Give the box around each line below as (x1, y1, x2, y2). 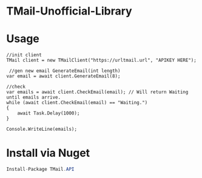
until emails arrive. (6, 94, 61, 101)
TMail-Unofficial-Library (6, 4, 132, 18)
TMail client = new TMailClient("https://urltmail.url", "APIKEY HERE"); (6, 58, 197, 64)
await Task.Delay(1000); (17, 110, 80, 116)
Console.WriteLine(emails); (6, 126, 78, 133)
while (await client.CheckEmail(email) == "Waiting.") (6, 100, 148, 106)
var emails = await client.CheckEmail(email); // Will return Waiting (6, 89, 189, 95)
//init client (6, 52, 42, 58)
